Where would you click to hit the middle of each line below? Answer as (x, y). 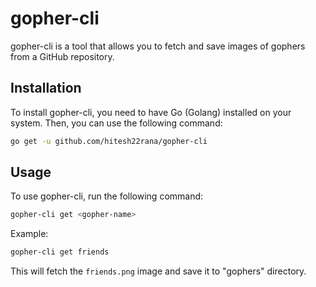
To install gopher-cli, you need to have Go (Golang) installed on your (151, 112)
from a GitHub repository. (62, 56)
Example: (29, 234)
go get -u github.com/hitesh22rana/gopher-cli (109, 141)
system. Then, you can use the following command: (116, 123)
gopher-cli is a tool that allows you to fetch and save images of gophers (158, 46)
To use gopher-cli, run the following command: (107, 196)
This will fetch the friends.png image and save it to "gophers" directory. (158, 271)
